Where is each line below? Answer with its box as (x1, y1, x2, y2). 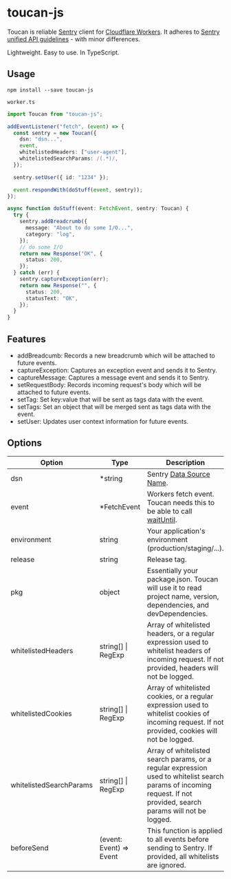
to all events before (146, 834, 210, 844)
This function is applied (146, 825, 223, 835)
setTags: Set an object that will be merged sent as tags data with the (16, 402, 211, 411)
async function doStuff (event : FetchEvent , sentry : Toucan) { (7, 205, 189, 212)
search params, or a (146, 754, 212, 764)
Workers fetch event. (146, 489, 214, 499)
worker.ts (7, 99, 36, 105)
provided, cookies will (146, 725, 218, 735)
